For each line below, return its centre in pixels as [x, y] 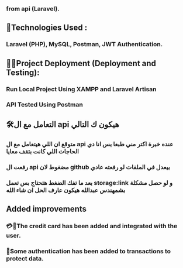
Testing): [23, 72]
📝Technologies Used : [47, 28]
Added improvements [46, 209]
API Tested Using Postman [44, 105]
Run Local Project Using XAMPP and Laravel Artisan [81, 89]
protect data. [25, 258]
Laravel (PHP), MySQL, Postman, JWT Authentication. [84, 44]
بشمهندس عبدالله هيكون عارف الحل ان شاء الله [66, 190]
